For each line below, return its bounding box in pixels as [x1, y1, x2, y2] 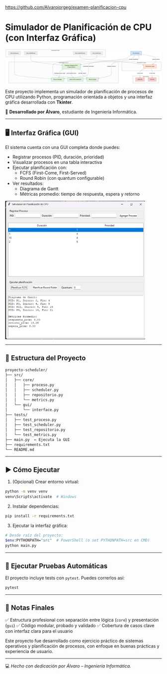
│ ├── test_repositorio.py [5, 427, 66, 432]
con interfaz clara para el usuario [5, 628, 73, 634]
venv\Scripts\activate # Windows [5, 494, 77, 499]
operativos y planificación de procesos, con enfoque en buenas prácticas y [5, 643, 160, 649]
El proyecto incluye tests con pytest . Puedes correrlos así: [5, 575, 125, 581]
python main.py [5, 543, 37, 548]
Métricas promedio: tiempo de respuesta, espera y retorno [19, 191, 140, 197]
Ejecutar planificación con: [12, 164, 67, 170]
